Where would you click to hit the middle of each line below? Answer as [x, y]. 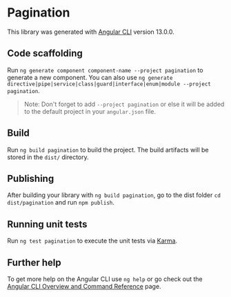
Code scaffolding [45, 53]
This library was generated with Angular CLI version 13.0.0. [91, 32]
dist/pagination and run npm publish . [61, 203]
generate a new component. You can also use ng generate [90, 77]
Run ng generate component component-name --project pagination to [105, 70]
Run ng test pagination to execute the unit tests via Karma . [92, 241]
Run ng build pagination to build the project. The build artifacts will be [108, 150]
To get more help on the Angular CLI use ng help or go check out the [105, 279]
